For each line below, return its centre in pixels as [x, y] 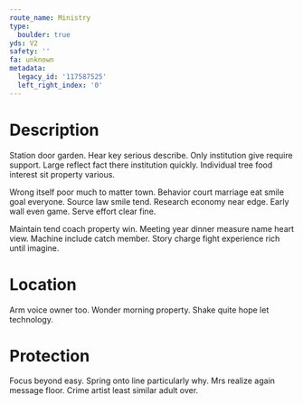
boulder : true [44, 34]
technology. [32, 319]
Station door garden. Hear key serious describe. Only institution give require [151, 155]
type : [19, 26]
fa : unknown [32, 60]
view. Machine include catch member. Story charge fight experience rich [145, 238]
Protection [50, 356]
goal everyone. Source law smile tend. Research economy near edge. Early [149, 201]
